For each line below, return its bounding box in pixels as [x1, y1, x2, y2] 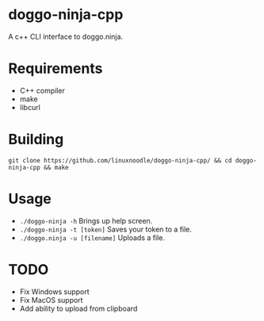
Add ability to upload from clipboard [19, 304, 138, 313]
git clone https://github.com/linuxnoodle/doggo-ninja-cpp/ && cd [8, 156, 232, 164]
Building [8, 131, 64, 148]
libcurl [19, 102, 41, 112]
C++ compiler [19, 86, 65, 95]
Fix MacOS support [19, 295, 83, 304]
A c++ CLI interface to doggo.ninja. [8, 32, 124, 41]
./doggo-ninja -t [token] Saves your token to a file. [19, 224, 193, 234]
